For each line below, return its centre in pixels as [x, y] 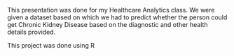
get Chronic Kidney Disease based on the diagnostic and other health [108, 25]
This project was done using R [51, 45]
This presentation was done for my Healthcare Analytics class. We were [111, 10]
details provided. [32, 32]
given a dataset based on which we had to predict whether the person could [117, 17]
